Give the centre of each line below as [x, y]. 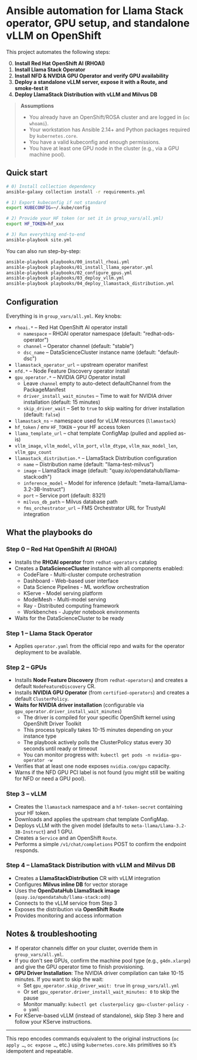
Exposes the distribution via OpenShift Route [69, 909]
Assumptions [37, 105]
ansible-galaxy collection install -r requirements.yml [76, 192]
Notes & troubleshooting [52, 934]
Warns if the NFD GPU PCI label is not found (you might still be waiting [99, 772]
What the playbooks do [49, 532]
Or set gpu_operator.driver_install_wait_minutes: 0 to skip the [101, 991]
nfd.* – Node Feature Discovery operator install [72, 371]
